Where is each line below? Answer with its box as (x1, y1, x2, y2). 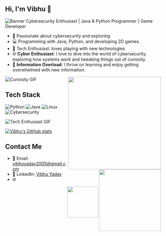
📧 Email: (12, 156, 29, 161)
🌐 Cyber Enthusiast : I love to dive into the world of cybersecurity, (12, 50, 147, 57)
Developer (5, 23, 26, 29)
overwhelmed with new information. (12, 67, 85, 73)
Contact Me (5, 143, 42, 151)
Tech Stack (5, 91, 41, 99)
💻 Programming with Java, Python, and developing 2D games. (12, 38, 140, 44)
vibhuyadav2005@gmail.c (12, 161, 66, 167)
